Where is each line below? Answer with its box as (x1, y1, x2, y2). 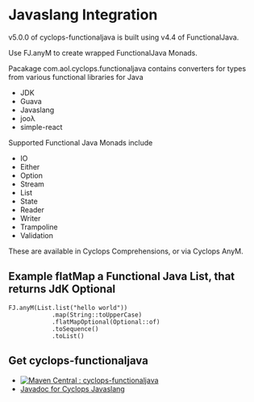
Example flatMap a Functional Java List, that (8, 270, 235, 283)
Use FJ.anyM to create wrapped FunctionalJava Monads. (8, 48, 198, 57)
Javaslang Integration (8, 6, 158, 24)
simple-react (19, 122, 63, 132)
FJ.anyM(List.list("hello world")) (8, 304, 128, 312)
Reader (19, 204, 44, 215)
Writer (19, 213, 41, 223)
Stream (19, 179, 44, 189)
